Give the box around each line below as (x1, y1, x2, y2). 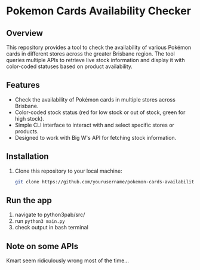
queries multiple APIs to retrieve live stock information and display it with (6, 57, 185, 63)
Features (6, 80, 40, 90)
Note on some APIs (6, 241, 79, 251)
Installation (6, 151, 49, 162)
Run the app (6, 195, 52, 205)
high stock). (14, 115, 45, 122)
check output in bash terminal (14, 224, 88, 231)
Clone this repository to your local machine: (14, 167, 122, 174)
